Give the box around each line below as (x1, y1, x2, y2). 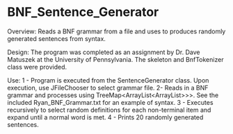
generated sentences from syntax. (7, 34, 106, 42)
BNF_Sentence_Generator (7, 4, 159, 20)
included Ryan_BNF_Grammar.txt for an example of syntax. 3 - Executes (7, 98, 214, 106)
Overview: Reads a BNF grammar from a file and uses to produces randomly (7, 27, 226, 35)
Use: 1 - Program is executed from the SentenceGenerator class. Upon (7, 76, 209, 84)
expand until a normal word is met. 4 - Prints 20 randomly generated (7, 112, 204, 122)
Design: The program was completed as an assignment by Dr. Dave (7, 48, 200, 56)
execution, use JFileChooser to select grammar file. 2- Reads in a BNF (7, 83, 209, 92)
